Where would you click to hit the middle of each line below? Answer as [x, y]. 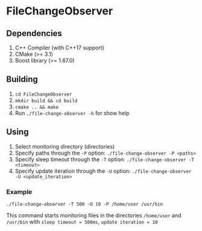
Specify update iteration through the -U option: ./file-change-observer [103, 171]
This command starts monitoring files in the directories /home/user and [94, 215]
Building [22, 79]
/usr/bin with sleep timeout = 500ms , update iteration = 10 [82, 221]
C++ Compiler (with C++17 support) [59, 48]
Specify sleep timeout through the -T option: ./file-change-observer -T [105, 159]
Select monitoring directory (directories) [65, 146]
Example [19, 192]
